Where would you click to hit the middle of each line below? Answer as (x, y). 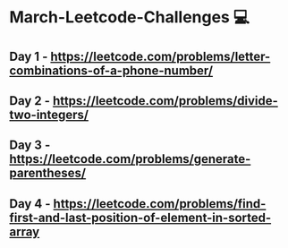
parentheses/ (48, 173)
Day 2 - (30, 101)
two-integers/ (49, 114)
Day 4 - (30, 204)
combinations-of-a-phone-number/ (111, 70)
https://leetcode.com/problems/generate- (130, 159)
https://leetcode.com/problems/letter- (161, 56)
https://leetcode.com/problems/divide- (165, 101)
